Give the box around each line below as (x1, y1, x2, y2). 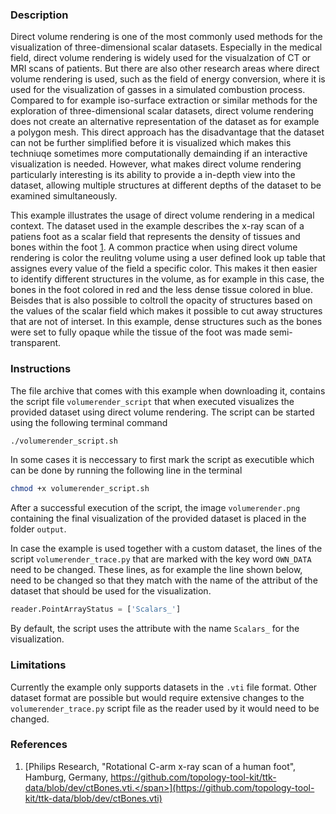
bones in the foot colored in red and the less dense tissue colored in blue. (10, 284, 313, 296)
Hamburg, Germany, (24, 771, 109, 783)
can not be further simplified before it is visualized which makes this (10, 137, 292, 149)
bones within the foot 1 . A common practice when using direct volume (10, 241, 298, 253)
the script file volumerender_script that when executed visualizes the (10, 395, 295, 407)
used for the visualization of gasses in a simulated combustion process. (10, 84, 306, 96)
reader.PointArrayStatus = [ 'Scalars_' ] (10, 604, 182, 615)
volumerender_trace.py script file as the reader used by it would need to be (10, 702, 320, 714)
